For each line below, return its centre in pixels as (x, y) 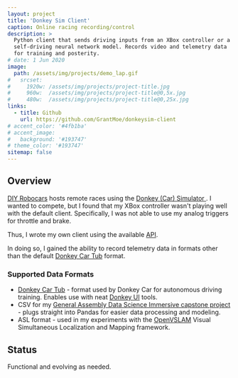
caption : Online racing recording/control (71, 27)
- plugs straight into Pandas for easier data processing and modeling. (119, 312)
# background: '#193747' (47, 139)
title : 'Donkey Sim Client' (49, 21)
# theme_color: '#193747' (45, 146)
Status (22, 349)
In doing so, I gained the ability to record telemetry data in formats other (113, 248)
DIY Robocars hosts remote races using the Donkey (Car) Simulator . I (109, 198)
